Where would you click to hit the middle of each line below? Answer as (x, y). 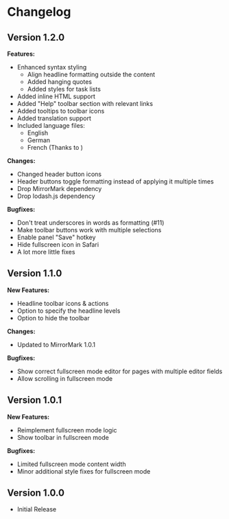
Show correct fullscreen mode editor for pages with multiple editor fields (120, 371)
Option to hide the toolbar (53, 318)
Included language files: (51, 125)
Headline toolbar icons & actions (63, 303)
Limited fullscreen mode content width (71, 464)
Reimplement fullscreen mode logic (67, 430)
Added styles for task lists (64, 89)
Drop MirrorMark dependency (59, 189)
